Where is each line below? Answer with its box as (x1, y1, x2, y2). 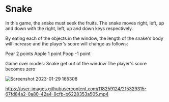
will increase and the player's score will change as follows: (5, 40, 128, 46)
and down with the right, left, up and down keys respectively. (5, 25, 133, 31)
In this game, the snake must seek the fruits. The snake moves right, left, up (5, 20, 164, 26)
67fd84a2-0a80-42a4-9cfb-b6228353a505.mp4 (5, 91, 109, 97)
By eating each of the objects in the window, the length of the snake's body (5, 35, 164, 41)
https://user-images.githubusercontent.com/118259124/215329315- (5, 85, 147, 92)
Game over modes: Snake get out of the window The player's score (5, 60, 147, 66)
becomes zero (5, 66, 36, 72)
